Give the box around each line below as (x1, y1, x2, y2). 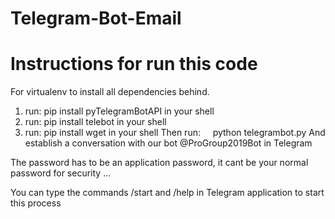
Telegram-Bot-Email (10, 7, 182, 30)
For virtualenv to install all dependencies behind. (10, 86, 210, 98)
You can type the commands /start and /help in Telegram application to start (10, 187, 325, 199)
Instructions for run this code (10, 53, 258, 76)
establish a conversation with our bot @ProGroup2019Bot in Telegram (24, 137, 313, 149)
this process (10, 197, 62, 209)
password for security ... (10, 167, 112, 179)
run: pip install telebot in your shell (24, 116, 167, 128)
